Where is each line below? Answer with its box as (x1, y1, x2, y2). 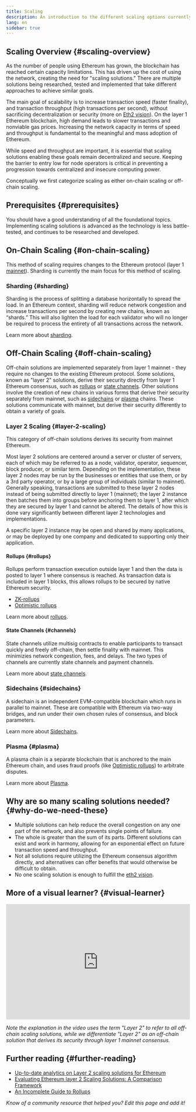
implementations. (6, 515, 48, 522)
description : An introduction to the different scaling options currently (6, 14, 192, 20)
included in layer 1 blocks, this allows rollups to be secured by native (6, 578, 170, 585)
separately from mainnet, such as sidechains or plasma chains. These (6, 395, 174, 402)
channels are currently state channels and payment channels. (6, 658, 155, 665)
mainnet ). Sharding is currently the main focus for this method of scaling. (6, 267, 182, 274)
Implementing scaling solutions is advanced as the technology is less (6, 222, 172, 229)
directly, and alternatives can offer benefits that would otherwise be (14, 858, 178, 865)
